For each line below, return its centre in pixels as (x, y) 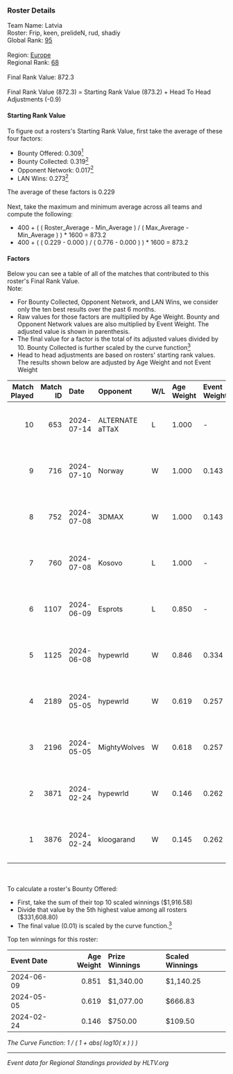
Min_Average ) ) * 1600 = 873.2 (62, 235)
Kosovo (110, 563)
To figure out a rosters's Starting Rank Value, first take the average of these (115, 131)
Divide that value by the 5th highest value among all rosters (102, 909)
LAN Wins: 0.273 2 (43, 178)
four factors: (25, 138)
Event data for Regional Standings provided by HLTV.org (88, 1062)
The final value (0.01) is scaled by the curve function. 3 (94, 925)
